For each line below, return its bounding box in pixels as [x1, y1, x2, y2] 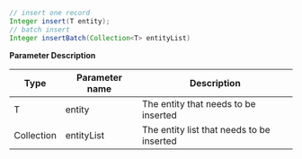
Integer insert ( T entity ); [9, 16, 111, 26]
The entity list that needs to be [142, 123, 271, 136]
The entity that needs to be [142, 97, 256, 110]
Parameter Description [9, 49, 96, 60]
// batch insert [9, 25, 70, 34]
